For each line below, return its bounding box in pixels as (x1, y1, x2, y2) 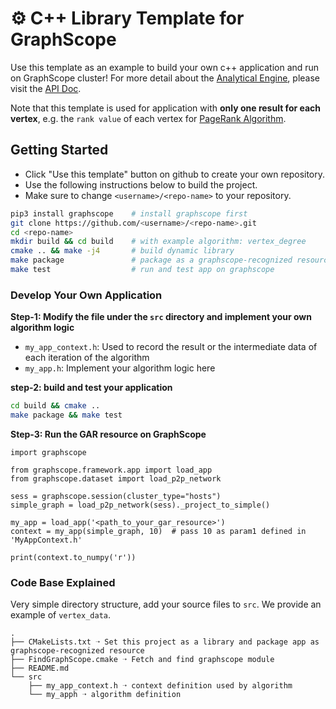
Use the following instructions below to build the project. (24, 178, 258, 191)
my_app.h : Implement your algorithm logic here (24, 362, 216, 374)
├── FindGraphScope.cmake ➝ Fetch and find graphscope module (10, 655, 275, 665)
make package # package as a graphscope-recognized (10, 255, 293, 266)
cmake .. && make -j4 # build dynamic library (10, 246, 235, 256)
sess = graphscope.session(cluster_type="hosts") (10, 491, 222, 501)
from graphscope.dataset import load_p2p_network (10, 473, 222, 484)
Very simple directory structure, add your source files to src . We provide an (10, 598, 322, 611)
